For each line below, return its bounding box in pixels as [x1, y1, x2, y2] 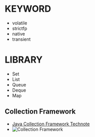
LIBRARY [5, 54, 43, 66]
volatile [12, 20, 27, 26]
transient [12, 36, 31, 42]
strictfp [12, 25, 27, 31]
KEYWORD [5, 3, 52, 15]
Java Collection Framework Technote [12, 121, 90, 127]
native [12, 31, 25, 37]
